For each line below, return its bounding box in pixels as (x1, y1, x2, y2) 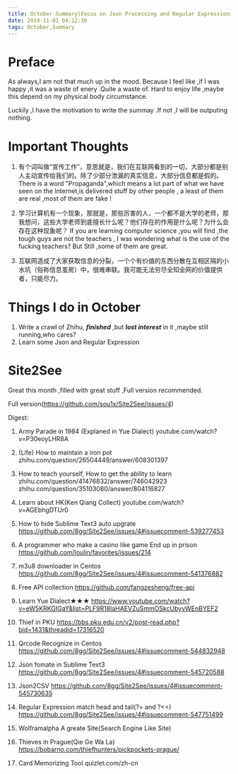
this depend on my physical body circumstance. (8, 93, 148, 101)
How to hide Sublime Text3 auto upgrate (18, 520, 136, 528)
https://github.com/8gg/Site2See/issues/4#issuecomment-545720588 (18, 668, 225, 676)
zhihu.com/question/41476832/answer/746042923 (18, 477, 168, 486)
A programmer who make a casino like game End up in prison (18, 541, 197, 549)
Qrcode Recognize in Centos (18, 639, 102, 647)
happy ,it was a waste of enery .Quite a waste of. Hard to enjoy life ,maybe (8, 85, 225, 93)
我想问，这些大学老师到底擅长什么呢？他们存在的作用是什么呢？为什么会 (18, 218, 229, 226)
